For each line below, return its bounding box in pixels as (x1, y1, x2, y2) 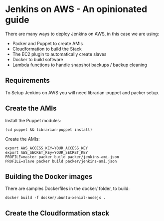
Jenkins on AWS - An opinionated (5, 4, 148, 15)
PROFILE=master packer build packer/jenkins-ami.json (5, 154, 120, 159)
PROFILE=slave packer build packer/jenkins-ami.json (5, 159, 117, 164)
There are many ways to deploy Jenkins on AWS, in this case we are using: (5, 31, 160, 37)
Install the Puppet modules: (5, 117, 61, 123)
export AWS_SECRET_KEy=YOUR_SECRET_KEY (5, 150, 88, 155)
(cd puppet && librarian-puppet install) (5, 127, 93, 132)
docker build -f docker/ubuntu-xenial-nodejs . (5, 195, 106, 200)
